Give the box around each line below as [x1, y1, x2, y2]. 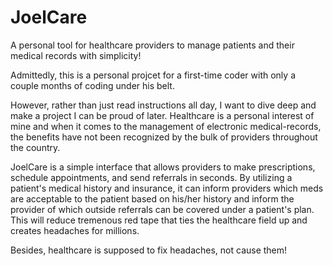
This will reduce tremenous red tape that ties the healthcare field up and [10, 214, 308, 226]
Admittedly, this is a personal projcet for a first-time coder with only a [10, 69, 296, 81]
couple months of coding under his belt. [10, 79, 175, 91]
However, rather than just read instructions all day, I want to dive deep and [10, 99, 317, 111]
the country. [10, 141, 61, 153]
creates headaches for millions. [10, 224, 140, 236]
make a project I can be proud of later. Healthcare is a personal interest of [10, 109, 315, 121]
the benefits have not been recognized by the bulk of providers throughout [10, 131, 318, 143]
